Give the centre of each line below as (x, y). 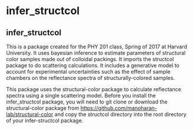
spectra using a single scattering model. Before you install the (81, 96)
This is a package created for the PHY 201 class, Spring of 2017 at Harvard (96, 46)
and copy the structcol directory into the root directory (120, 114)
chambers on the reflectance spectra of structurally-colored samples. (91, 78)
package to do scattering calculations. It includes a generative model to (93, 65)
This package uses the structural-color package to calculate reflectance (94, 89)
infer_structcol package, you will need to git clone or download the (87, 102)
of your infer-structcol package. (45, 121)
